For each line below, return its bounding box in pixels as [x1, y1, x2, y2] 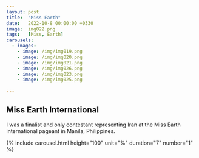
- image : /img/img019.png [17, 49, 83, 55]
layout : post [6, 9, 39, 15]
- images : [12, 43, 36, 49]
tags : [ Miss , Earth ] [6, 32, 64, 38]
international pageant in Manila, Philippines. [6, 127, 115, 134]
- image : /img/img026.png [17, 65, 83, 72]
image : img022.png [6, 26, 56, 32]
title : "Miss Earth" [6, 15, 61, 21]
